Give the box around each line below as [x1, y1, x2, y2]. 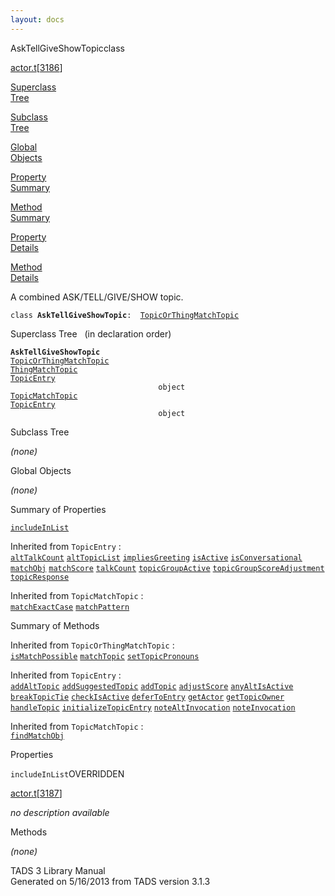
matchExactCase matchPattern [10, 602, 130, 612]
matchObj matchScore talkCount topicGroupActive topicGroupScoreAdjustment [10, 563, 325, 573]
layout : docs [10, 14, 65, 25]
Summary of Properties [10, 503, 107, 515]
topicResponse [10, 572, 70, 582]
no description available [10, 806, 110, 818]
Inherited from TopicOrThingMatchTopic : [10, 639, 175, 651]
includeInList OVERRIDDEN [10, 767, 125, 780]
